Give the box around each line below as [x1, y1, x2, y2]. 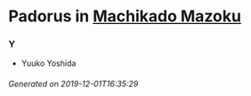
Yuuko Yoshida [20, 58, 77, 68]
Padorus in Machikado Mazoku [8, 6, 242, 27]
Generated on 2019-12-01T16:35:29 [8, 78, 139, 90]
